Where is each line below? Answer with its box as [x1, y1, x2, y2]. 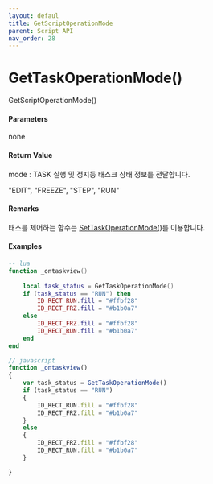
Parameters [8, 114, 48, 123]
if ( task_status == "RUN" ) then [23, 289, 131, 298]
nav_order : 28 [8, 34, 56, 43]
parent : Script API [8, 27, 74, 35]
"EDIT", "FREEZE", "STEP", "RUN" [8, 185, 120, 195]
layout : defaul [8, 11, 59, 20]
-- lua [8, 259, 31, 267]
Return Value [8, 150, 53, 159]
